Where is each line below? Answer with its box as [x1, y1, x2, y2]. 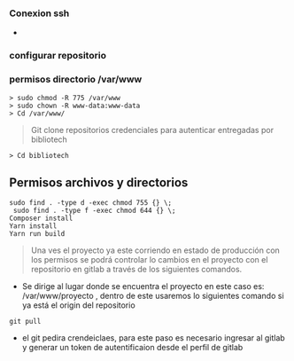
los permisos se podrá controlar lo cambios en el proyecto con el [30, 255, 268, 265]
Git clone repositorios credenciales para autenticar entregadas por [30, 124, 275, 135]
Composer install [9, 214, 73, 224]
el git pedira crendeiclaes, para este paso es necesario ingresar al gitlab [21, 333, 285, 343]
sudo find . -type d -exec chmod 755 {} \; [9, 199, 173, 208]
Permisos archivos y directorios [9, 175, 189, 190]
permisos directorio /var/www [9, 74, 143, 86]
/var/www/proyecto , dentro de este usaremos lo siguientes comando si [21, 291, 285, 302]
